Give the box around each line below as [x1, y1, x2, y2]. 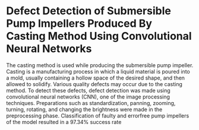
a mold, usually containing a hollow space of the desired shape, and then [6, 74, 185, 81]
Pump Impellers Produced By [6, 17, 153, 30]
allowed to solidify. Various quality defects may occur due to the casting [6, 80, 183, 87]
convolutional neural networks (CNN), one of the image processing [6, 93, 170, 100]
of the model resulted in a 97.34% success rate [6, 118, 122, 125]
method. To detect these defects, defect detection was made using [6, 87, 170, 94]
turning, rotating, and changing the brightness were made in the [6, 106, 163, 113]
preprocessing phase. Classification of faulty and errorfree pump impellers [6, 112, 189, 119]
